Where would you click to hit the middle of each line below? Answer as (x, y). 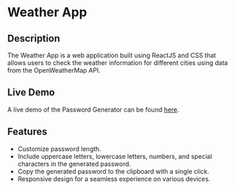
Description (34, 38)
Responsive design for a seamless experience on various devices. (114, 179)
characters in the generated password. (74, 164)
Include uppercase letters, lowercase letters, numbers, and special (115, 156)
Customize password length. (59, 148)
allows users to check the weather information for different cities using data (117, 63)
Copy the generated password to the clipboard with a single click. (114, 171)
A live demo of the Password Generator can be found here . (93, 109)
